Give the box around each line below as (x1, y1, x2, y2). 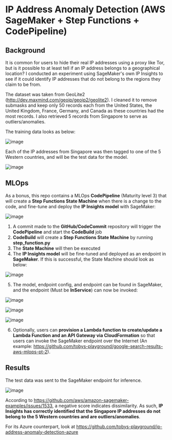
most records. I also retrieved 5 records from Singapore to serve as (5, 113, 148, 119)
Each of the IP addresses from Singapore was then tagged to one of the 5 (5, 149, 161, 155)
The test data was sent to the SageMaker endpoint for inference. (5, 377, 142, 383)
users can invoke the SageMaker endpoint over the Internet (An (12, 338, 147, 344)
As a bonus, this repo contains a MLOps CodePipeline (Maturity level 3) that (5, 192, 167, 198)
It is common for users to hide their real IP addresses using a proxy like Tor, (5, 60, 165, 65)
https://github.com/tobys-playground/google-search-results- (33, 343, 163, 349)
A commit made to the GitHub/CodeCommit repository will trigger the (12, 223, 161, 229)
